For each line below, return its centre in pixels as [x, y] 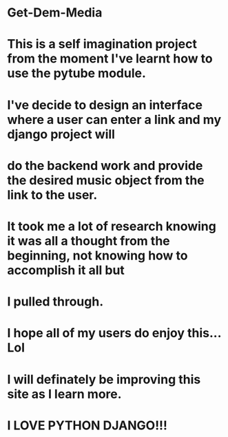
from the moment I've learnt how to [110, 59]
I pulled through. [55, 302]
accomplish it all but [66, 270]
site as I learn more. [64, 394]
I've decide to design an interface [105, 105]
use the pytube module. [77, 73]
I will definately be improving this [104, 379]
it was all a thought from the [89, 241]
